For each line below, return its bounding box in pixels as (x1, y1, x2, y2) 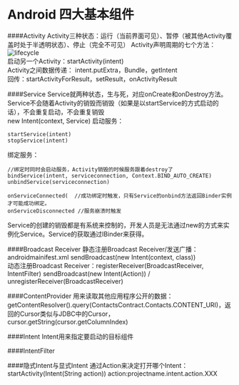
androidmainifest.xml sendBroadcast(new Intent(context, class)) (7, 252, 196, 261)
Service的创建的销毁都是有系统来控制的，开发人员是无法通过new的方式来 (7, 220, 223, 229)
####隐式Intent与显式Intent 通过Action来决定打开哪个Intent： (7, 361, 188, 369)
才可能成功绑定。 (7, 200, 51, 207)
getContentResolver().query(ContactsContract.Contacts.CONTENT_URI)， (7, 300, 225, 309)
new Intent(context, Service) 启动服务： (7, 116, 124, 125)
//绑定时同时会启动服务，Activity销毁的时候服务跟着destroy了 (7, 165, 173, 173)
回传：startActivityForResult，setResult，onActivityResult (7, 74, 178, 83)
